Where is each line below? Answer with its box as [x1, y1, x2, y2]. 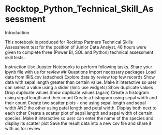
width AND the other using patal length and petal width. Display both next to [5, 105, 157, 111]
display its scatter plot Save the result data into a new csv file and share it [5, 120, 152, 126]
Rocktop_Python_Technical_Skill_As [5, 3, 154, 15]
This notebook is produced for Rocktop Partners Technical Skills [5, 39, 133, 45]
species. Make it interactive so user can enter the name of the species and [5, 115, 154, 121]
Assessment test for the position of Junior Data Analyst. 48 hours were [5, 44, 147, 50]
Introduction [5, 30, 29, 35]
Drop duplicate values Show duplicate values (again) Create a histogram [5, 90, 149, 95]
